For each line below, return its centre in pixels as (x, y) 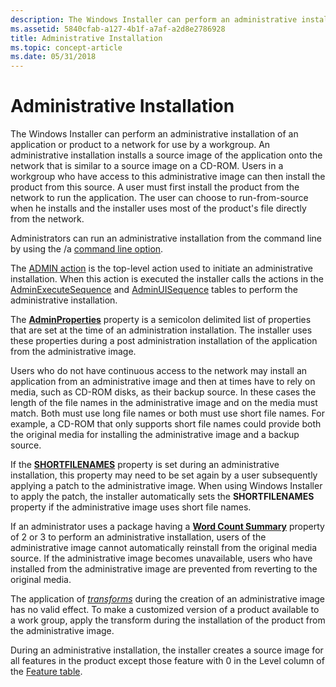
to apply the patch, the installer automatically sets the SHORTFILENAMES (162, 497)
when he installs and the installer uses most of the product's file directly (158, 208)
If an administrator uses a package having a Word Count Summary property (167, 527)
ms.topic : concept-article (66, 47)
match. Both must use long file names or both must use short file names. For (167, 413)
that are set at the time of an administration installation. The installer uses (161, 330)
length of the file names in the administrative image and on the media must (164, 403)
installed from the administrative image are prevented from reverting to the (164, 569)
